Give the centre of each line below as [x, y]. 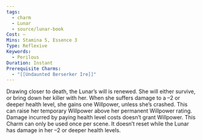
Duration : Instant [30, 63]
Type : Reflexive [27, 46]
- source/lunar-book [38, 29]
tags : [13, 12]
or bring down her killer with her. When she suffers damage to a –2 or [93, 98]
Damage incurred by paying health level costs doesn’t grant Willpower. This [101, 117]
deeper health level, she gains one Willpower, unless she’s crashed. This [97, 105]
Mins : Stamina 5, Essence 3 [42, 40]
